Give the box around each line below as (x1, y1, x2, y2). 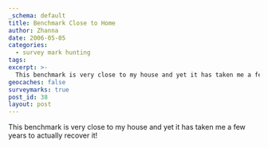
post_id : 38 (8, 93, 48, 101)
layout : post (8, 100, 52, 108)
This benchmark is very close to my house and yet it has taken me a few (8, 123, 246, 132)
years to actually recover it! (8, 130, 98, 140)
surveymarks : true (8, 85, 69, 94)
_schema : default (8, 11, 66, 20)
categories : (8, 41, 48, 49)
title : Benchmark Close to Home (8, 19, 116, 27)
